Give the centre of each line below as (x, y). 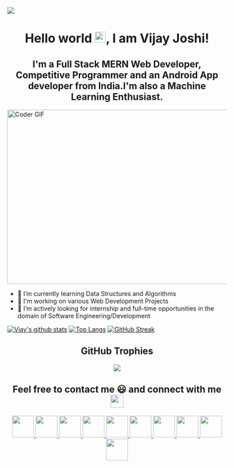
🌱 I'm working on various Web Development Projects (93, 301)
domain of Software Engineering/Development (84, 316)
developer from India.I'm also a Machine (117, 86)
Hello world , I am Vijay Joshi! (117, 39)
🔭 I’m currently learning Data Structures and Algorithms (96, 294)
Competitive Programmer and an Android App (117, 75)
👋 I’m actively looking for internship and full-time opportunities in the (116, 309)
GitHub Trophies (117, 351)
